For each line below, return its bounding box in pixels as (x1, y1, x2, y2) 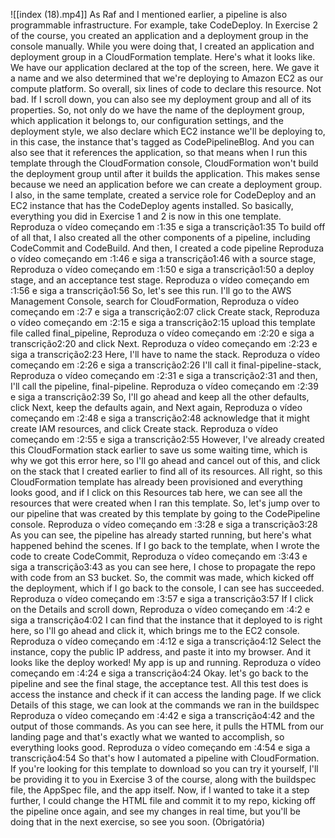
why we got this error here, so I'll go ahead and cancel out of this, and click (10, 455, 321, 466)
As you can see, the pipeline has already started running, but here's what (10, 529, 312, 541)
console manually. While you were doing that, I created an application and (10, 40, 315, 52)
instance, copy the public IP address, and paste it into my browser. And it (10, 646, 312, 658)
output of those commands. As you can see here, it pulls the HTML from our (10, 720, 325, 732)
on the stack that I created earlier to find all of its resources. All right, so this (10, 465, 323, 477)
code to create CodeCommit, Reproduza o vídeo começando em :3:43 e (10, 550, 308, 562)
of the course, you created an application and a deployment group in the (10, 30, 309, 41)
